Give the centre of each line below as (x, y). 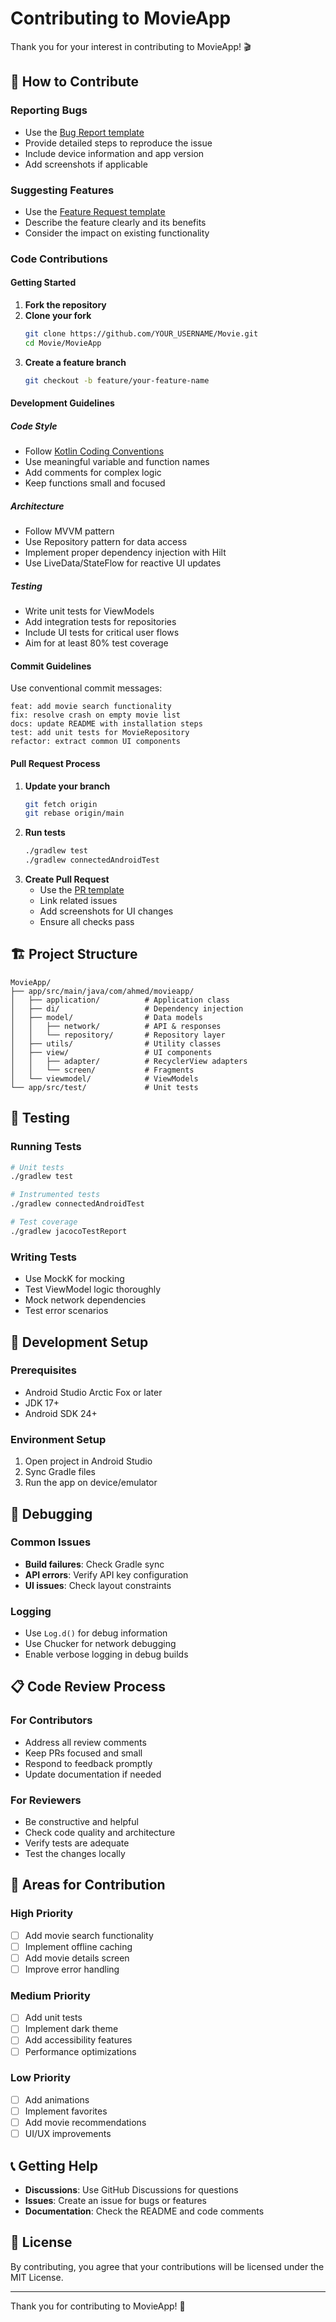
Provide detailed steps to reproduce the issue (118, 143)
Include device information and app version (114, 153)
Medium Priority (50, 1995)
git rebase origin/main (74, 813)
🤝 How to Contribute (75, 82)
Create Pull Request (67, 879)
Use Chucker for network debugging (100, 1644)
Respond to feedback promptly (88, 1763)
